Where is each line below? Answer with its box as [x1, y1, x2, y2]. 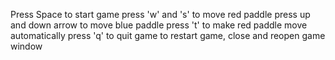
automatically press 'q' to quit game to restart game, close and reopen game [10, 30, 326, 41]
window [10, 40, 43, 52]
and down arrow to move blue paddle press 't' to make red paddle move [10, 19, 308, 31]
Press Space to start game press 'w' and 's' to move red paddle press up [10, 9, 311, 20]
